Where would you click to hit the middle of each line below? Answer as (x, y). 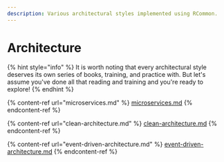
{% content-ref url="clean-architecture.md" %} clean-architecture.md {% (112, 123)
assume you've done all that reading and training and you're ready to (105, 82)
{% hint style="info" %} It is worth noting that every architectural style (107, 67)
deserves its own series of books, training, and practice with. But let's (106, 74)
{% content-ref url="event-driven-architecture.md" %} (85, 144)
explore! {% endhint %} (40, 89)
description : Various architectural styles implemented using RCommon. (112, 13)
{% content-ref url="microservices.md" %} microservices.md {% (100, 102)
